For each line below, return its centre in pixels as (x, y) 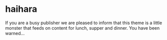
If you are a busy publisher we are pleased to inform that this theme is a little (84, 23)
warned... (15, 33)
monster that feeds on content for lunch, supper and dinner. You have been (83, 28)
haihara (21, 9)
